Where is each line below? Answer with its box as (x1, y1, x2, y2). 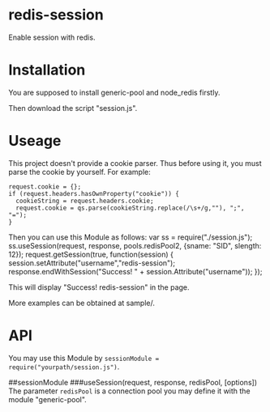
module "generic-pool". (8, 394, 87, 404)
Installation (8, 61, 86, 79)
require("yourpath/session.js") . (8, 362, 120, 372)
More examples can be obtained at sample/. (8, 298, 156, 308)
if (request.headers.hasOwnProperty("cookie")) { (8, 189, 180, 198)
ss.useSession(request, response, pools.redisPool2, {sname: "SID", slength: (8, 240, 262, 250)
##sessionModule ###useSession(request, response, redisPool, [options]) (8, 377, 258, 387)
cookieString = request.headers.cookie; (15, 197, 154, 205)
